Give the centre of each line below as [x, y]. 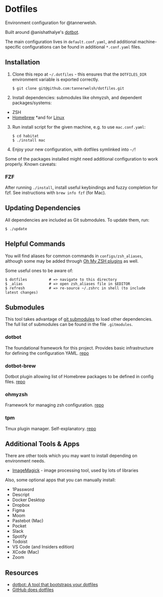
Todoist [20, 542]
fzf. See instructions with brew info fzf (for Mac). [56, 193]
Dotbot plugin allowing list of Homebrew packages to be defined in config [80, 377]
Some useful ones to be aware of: [39, 271]
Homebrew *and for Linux [38, 117]
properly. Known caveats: [31, 164]
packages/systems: [32, 103]
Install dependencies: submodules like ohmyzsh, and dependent [77, 97]
